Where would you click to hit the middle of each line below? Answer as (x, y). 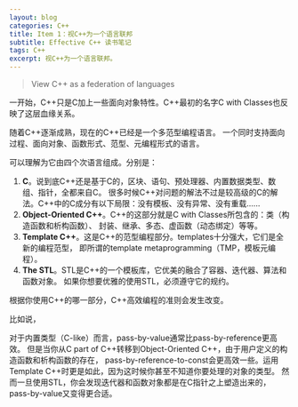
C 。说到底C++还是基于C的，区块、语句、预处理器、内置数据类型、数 (149, 181)
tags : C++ (28, 51)
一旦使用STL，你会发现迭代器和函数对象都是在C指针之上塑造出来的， (144, 382)
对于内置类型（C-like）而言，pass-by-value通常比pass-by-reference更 (139, 338)
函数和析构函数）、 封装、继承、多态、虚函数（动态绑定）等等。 (146, 226)
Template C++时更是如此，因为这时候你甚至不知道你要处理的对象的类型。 (145, 371)
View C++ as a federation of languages (103, 84)
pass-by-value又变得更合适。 (63, 393)
